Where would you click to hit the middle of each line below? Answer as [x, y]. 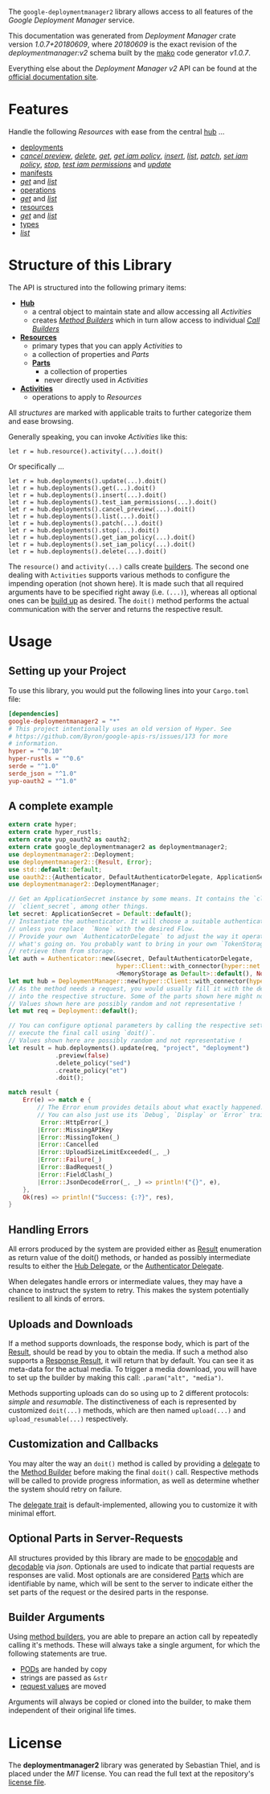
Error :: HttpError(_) [75, 1122]
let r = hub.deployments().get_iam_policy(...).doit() [102, 537]
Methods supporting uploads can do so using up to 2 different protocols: [129, 1393]
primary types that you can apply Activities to [107, 346]
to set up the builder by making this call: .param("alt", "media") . [116, 1377]
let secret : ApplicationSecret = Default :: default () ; [100, 914]
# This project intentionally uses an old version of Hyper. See [120, 729]
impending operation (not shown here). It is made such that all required [126, 583]
